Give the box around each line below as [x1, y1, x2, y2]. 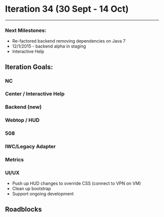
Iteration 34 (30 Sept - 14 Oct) [5, 3, 129, 15]
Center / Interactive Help [5, 91, 65, 97]
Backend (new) [5, 104, 42, 111]
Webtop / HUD [5, 117, 40, 123]
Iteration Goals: [5, 63, 53, 71]
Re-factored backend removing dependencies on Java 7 [12, 38, 126, 44]
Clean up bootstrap [12, 186, 51, 192]
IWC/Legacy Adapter [5, 143, 56, 150]
